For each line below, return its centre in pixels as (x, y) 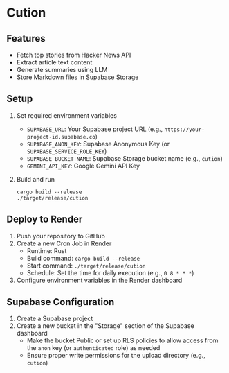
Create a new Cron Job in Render (64, 243)
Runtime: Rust (47, 250)
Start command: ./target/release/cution (86, 266)
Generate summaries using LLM (62, 70)
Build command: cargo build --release (83, 258)
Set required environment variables (66, 115)
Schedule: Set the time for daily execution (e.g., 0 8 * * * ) (110, 272)
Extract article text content (54, 62)
